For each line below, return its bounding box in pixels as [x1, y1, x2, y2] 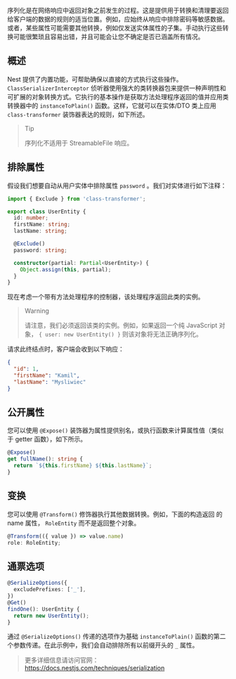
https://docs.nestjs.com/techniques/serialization [24, 664, 165, 673]
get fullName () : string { [7, 455, 83, 463]
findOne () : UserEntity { [7, 605, 80, 613]
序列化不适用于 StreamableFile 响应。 [24, 138, 133, 147]
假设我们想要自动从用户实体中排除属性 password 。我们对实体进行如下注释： [7, 181, 227, 190]
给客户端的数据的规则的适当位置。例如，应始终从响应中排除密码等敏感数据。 [7, 15, 229, 23]
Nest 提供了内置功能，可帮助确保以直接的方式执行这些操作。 [7, 75, 183, 83]
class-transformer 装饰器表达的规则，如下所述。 [7, 110, 149, 118]
